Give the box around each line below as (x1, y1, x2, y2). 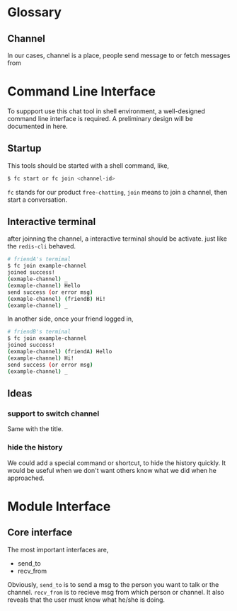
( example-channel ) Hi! (7, 355, 74, 362)
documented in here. (7, 122, 69, 130)
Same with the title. (7, 425, 64, 433)
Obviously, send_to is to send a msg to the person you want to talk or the (7, 580, 219, 588)
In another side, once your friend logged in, (7, 314, 134, 323)
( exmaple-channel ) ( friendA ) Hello (7, 348, 112, 355)
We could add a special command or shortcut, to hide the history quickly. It (7, 458, 226, 467)
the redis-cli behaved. (7, 242, 76, 251)
